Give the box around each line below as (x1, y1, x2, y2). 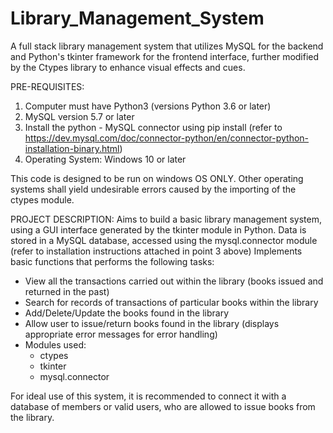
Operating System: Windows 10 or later (24, 153, 187, 165)
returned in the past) (24, 285, 110, 297)
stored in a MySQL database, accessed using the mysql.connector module (10, 234, 318, 246)
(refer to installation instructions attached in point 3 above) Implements (10, 245, 303, 257)
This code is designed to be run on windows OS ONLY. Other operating (10, 172, 304, 184)
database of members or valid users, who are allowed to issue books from (10, 400, 316, 412)
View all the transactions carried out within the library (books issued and (24, 275, 324, 287)
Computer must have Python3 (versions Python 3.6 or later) (24, 100, 272, 112)
